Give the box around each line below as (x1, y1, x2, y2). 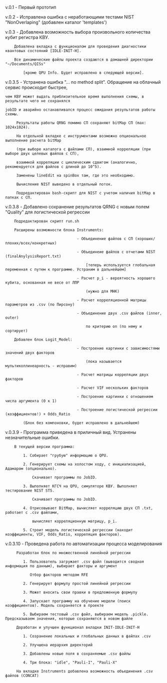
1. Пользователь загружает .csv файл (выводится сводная (23, 559, 144, 564)
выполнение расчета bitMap (5, 138, 61, 143)
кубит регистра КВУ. (5, 35, 49, 40)
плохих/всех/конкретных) (5, 241, 57, 246)
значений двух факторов (5, 350, 55, 355)
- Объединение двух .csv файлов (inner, (76, 311, 162, 316)
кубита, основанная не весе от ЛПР (5, 280, 79, 285)
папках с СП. (5, 195, 32, 200)
